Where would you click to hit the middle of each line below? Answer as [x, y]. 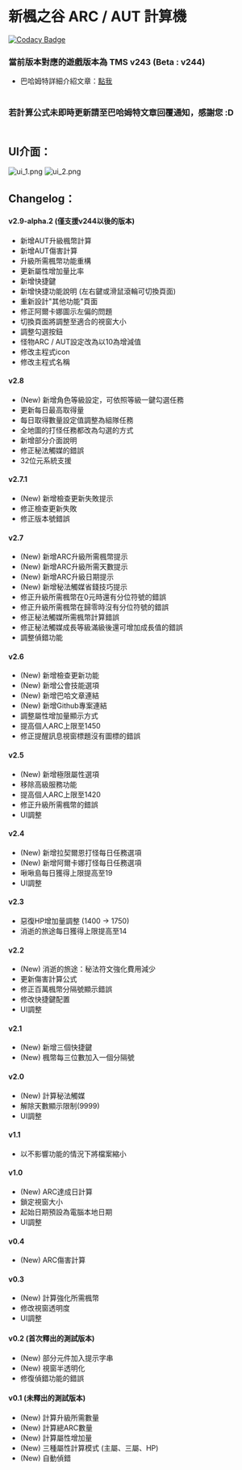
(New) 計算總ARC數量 [56, 1427]
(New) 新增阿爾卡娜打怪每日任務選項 [81, 863]
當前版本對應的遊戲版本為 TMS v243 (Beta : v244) [107, 61]
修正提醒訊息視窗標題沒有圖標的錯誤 [80, 736]
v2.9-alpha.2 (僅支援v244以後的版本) [72, 221]
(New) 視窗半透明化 [52, 1368]
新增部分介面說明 [48, 440]
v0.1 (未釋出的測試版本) [47, 1398]
